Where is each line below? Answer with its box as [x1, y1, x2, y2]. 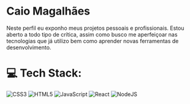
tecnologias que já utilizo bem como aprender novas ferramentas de [6, 37, 179, 44]
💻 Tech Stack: [6, 66, 82, 80]
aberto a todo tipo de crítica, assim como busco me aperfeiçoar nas [6, 30, 178, 38]
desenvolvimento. [6, 44, 51, 51]
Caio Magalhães [6, 4, 91, 18]
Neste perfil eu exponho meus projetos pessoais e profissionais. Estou [6, 24, 184, 32]
